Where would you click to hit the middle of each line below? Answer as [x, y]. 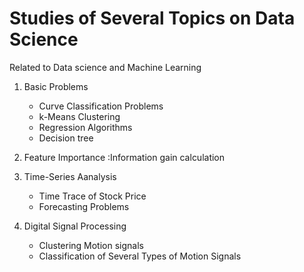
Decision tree [66, 138]
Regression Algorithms [85, 127]
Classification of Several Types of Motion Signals [140, 256]
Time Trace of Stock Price [92, 196]
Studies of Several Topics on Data [152, 18]
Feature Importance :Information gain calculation [124, 157]
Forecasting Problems [84, 206]
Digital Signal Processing [75, 226]
